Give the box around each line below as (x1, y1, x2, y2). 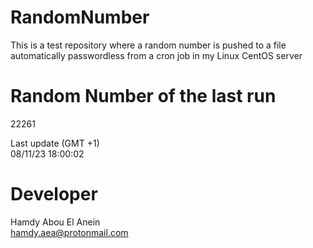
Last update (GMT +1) (10, 137, 100, 149)
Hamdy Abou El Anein (10, 216, 101, 228)
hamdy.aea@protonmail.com (10, 226, 129, 238)
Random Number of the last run (10, 85, 277, 108)
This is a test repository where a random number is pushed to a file (10, 39, 287, 51)
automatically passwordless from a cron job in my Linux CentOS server (10, 49, 303, 61)
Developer (10, 183, 98, 206)
